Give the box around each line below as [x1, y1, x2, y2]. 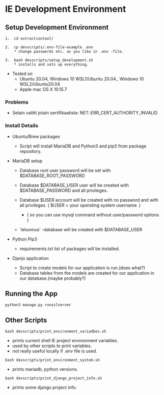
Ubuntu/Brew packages [12, 133, 60, 139]
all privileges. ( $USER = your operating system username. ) [19, 202, 141, 208]
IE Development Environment [5, 3, 126, 15]
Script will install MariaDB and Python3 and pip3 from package [19, 143, 146, 149]
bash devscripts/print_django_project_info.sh [5, 376, 102, 381]
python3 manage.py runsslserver [5, 302, 71, 308]
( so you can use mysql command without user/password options [27, 212, 160, 217]
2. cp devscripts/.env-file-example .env [5, 45, 93, 50]
